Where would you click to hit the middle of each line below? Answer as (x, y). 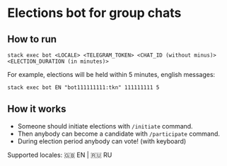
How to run (32, 39)
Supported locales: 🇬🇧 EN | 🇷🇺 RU (60, 155)
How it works (37, 109)
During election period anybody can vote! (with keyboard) (102, 141)
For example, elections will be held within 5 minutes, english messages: (111, 75)
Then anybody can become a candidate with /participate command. (119, 134)
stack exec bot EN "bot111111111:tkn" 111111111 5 (83, 88)
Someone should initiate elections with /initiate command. (105, 126)
